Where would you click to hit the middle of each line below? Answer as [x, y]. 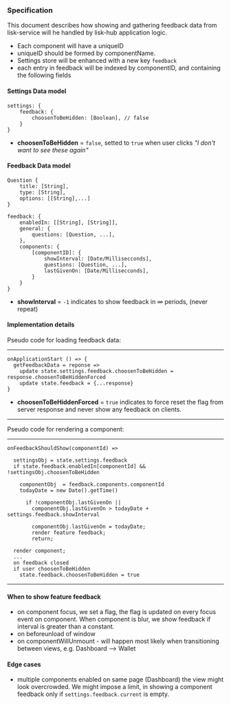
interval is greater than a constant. [66, 626]
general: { [35, 228]
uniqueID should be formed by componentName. [86, 53]
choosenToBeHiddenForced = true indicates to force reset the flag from [120, 402]
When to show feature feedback [54, 596]
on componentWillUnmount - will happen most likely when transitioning [118, 641]
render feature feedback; [69, 533]
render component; [40, 551]
